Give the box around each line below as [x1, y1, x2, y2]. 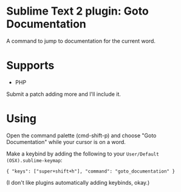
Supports [6, 59, 55, 72]
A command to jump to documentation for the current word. [6, 37, 156, 44]
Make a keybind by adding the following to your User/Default [6, 150, 159, 157]
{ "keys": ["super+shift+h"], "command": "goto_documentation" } [6, 168, 175, 174]
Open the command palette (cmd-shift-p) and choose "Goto [6, 132, 157, 139]
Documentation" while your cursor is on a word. [6, 138, 126, 145]
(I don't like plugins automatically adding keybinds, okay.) [6, 179, 150, 186]
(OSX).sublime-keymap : [6, 156, 63, 163]
